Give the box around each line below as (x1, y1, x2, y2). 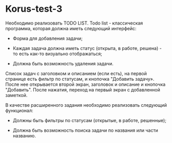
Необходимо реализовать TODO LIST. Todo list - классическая (5, 20, 143, 26)
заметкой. (5, 92, 28, 98)
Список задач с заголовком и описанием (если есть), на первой (5, 70, 147, 77)
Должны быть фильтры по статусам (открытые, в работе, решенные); (12, 117, 167, 123)
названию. (12, 132, 36, 138)
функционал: (5, 107, 33, 113)
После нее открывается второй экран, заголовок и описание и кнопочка (5, 81, 166, 87)
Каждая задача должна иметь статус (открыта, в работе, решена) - (12, 45, 162, 51)
